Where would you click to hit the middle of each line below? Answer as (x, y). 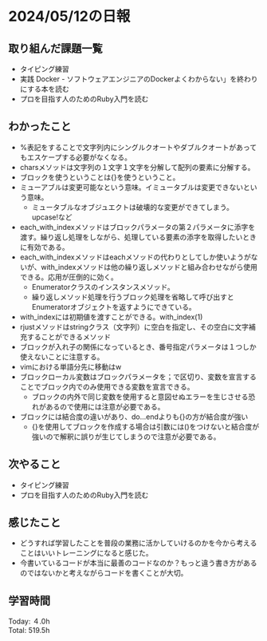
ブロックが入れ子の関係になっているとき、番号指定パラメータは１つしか (138, 346)
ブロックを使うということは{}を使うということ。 (100, 177)
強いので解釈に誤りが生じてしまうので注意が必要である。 (126, 437)
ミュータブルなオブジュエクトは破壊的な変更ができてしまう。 (132, 207)
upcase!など (52, 217)
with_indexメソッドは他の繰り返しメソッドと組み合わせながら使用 (149, 267)
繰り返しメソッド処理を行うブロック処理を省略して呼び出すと (133, 297)
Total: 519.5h (29, 631)
